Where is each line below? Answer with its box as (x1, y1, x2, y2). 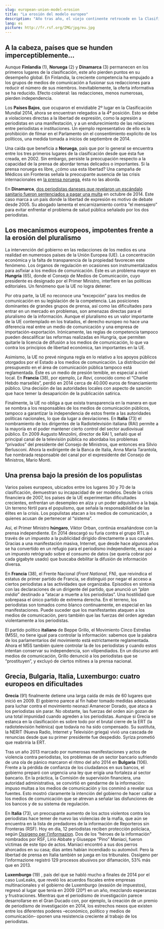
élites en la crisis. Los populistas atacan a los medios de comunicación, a (5, 510, 152, 516)
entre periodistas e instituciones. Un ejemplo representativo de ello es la (5, 125, 150, 131)
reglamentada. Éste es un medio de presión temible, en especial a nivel (5, 370, 148, 376)
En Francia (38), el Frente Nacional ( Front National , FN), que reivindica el (5, 571, 152, 576)
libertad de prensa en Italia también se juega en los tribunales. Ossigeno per (5, 852, 159, 858)
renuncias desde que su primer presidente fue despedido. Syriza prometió (5, 734, 155, 740)
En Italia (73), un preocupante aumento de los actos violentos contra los (5, 810, 150, 817)
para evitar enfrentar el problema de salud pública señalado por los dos (5, 206, 149, 213)
